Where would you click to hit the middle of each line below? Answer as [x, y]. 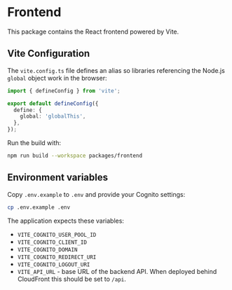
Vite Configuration [49, 54]
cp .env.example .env [39, 207]
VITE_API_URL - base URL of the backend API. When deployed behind [117, 271]
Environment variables [58, 178]
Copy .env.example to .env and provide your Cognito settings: [96, 194]
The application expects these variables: [66, 221]
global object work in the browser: [57, 78]
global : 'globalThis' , [53, 116]
